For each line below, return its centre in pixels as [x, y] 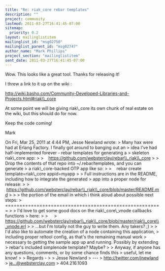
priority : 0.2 [24, 33]
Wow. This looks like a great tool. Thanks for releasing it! [62, 74]
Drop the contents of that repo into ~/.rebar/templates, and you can [73, 163]
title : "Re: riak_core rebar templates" [47, 10]
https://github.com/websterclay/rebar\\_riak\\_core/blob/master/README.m [82, 190]
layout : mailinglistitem [31, 38]
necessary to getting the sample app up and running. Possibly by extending [82, 242]
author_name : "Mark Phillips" [36, 51]
